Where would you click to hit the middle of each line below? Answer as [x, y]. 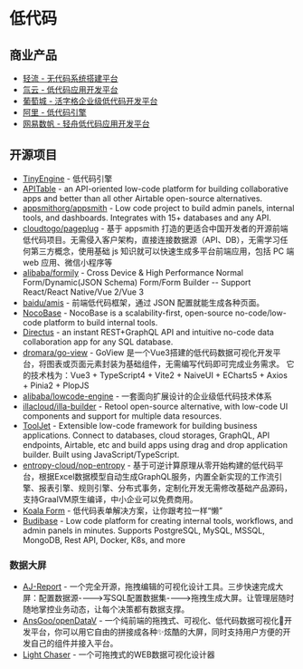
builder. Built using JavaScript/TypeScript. [101, 454]
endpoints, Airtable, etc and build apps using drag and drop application [155, 444]
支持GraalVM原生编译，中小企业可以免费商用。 [110, 499]
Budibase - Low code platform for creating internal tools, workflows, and [158, 520]
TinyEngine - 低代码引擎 [67, 179]
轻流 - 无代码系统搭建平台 [71, 78]
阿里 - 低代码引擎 [55, 112]
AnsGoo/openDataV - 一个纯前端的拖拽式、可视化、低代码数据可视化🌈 [153, 621]
